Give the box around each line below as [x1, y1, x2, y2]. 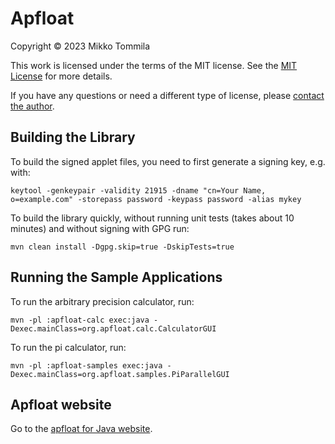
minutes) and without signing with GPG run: [10, 222, 190, 234]
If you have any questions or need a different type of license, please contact [10, 89, 325, 101]
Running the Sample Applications [10, 269, 223, 286]
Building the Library [10, 129, 136, 146]
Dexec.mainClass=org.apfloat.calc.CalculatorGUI [10, 323, 217, 334]
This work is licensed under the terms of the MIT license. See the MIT [10, 59, 298, 71]
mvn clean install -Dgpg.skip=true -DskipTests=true [10, 242, 235, 252]
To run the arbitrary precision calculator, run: [10, 295, 195, 307]
